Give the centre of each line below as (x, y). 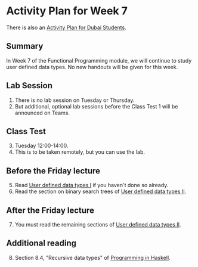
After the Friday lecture (50, 210)
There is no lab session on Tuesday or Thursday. (75, 100)
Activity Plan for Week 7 (67, 11)
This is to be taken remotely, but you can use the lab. (80, 152)
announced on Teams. (42, 113)
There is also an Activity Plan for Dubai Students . (66, 27)
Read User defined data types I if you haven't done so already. (92, 185)
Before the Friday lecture (53, 171)
